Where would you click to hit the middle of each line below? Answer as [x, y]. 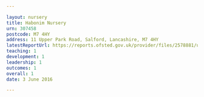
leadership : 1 [24, 62]
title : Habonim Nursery [36, 23]
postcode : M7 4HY [28, 34]
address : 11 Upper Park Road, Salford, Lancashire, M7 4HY [83, 40]
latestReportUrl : [28, 45]
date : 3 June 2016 [29, 79]
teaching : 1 [21, 51]
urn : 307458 [21, 28]
